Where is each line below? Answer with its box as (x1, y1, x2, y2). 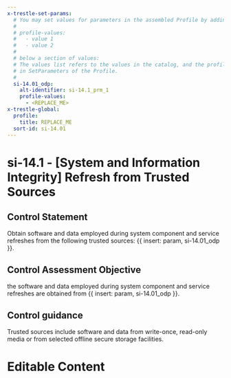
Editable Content (7, 359, 105, 375)
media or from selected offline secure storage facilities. (7, 335, 164, 343)
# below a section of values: (13, 55, 100, 62)
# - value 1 (13, 36, 54, 43)
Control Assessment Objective (7, 264, 142, 276)
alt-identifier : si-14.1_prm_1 (19, 87, 109, 93)
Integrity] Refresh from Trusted (7, 169, 190, 185)
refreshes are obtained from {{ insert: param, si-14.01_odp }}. (7, 289, 180, 298)
